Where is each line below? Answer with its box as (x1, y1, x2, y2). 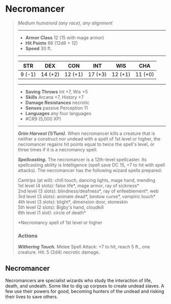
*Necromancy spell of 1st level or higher (17, 219, 103, 226)
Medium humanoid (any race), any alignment (17, 20, 113, 26)
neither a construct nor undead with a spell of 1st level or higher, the (17, 135, 161, 142)
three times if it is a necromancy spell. (17, 146, 98, 153)
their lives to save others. (5, 294, 59, 300)
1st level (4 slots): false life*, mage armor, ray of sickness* (17, 182, 139, 188)
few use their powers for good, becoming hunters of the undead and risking (5, 288, 164, 294)
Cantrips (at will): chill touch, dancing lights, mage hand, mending (17, 177, 155, 183)
